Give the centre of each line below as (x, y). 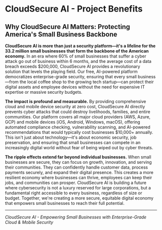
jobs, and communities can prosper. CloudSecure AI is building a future (76, 183)
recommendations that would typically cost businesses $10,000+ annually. (79, 132)
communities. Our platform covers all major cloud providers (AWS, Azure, (78, 117)
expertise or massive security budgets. (44, 92)
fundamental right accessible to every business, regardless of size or (74, 193)
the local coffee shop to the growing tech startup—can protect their (87, 82)
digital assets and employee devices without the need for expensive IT (75, 87)
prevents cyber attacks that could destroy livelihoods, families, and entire (78, 112)
